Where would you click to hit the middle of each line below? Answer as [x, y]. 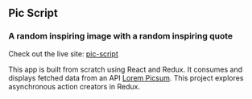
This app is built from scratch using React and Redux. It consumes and [126, 69]
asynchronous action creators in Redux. [74, 86]
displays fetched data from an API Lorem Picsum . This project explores [126, 78]
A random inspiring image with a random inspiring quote [121, 36]
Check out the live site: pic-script [64, 54]
